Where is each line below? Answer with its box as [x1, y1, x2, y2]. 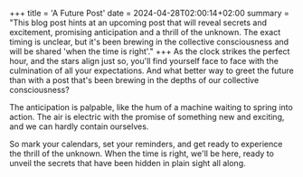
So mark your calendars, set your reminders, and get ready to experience [9, 139, 283, 149]
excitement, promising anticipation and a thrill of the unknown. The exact [9, 27, 281, 37]
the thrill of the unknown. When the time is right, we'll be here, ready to [9, 148, 274, 159]
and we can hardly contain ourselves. [9, 121, 149, 132]
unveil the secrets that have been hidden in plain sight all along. [9, 158, 246, 168]
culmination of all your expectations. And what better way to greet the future [9, 65, 294, 76]
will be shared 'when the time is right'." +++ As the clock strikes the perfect [9, 46, 290, 57]
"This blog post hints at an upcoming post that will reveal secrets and [9, 17, 268, 28]
